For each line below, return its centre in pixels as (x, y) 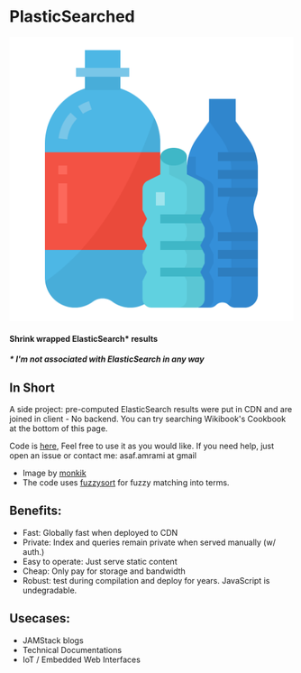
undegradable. (50, 590)
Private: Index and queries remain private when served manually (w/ (149, 542)
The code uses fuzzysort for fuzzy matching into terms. (126, 482)
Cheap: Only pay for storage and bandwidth (104, 571)
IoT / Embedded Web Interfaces (82, 659)
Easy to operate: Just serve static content (100, 561)
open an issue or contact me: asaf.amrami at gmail (103, 455)
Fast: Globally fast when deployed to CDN (100, 532)
